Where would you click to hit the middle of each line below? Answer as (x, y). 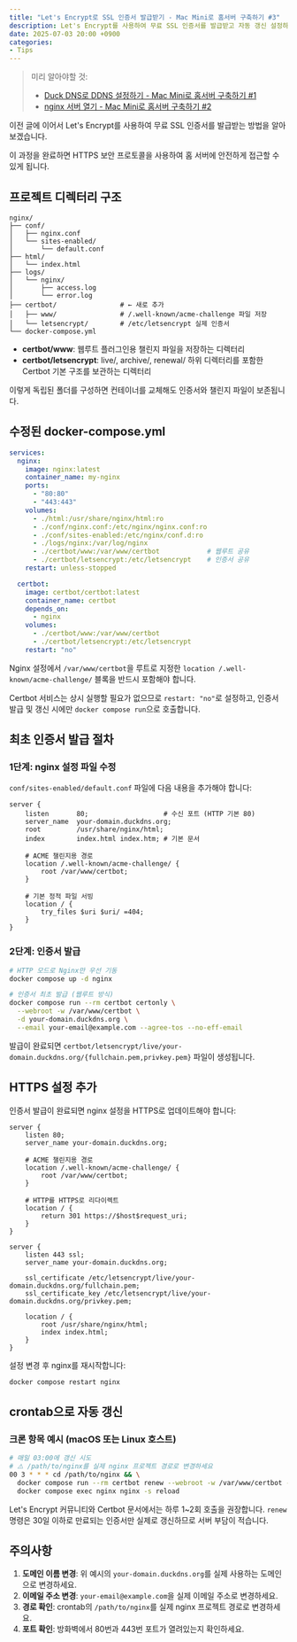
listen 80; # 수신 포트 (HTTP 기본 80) (141, 814)
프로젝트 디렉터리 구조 (65, 197)
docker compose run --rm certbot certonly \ (92, 1003)
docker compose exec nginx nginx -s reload (98, 1491)
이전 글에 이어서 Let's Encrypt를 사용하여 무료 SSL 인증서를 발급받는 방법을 (139, 126)
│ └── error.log (51, 295)
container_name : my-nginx (73, 478)
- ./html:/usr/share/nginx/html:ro (98, 518)
